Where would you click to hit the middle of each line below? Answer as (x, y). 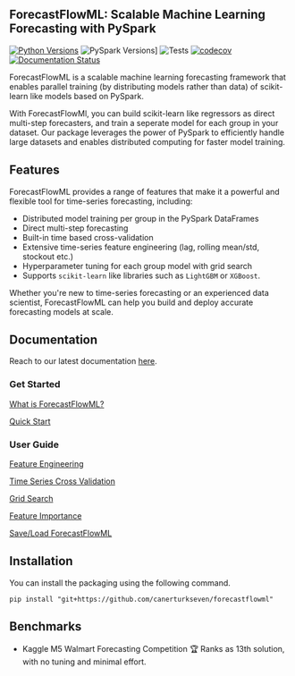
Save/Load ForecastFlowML (61, 533)
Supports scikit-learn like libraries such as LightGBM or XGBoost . (141, 275)
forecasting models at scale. (61, 311)
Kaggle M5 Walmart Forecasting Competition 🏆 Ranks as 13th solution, (153, 648)
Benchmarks (46, 626)
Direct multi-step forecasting (75, 228)
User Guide (34, 444)
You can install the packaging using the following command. (120, 583)
